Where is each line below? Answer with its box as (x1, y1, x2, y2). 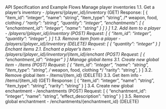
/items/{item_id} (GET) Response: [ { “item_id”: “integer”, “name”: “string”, (5, 77, 155, 83)
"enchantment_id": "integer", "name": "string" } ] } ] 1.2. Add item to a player (5, 25, 161, 31)
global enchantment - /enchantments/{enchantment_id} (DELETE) (5, 99, 139, 104)
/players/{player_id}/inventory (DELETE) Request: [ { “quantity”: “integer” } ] (5, 41, 161, 46)
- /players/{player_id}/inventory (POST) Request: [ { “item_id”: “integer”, (5, 31, 152, 36)
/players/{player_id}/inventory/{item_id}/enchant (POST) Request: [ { (5, 51, 145, 57)
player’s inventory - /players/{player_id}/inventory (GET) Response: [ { (5, 9, 148, 15)
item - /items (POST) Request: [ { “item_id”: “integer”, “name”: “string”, (5, 62, 149, 68)
